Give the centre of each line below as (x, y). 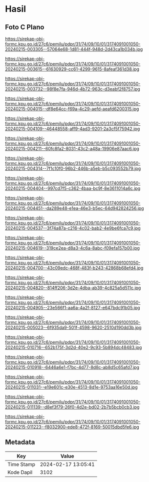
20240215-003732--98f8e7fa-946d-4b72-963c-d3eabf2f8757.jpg (73, 89)
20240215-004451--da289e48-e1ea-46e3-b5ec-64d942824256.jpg (74, 208)
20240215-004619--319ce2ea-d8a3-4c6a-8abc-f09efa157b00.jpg (73, 248)
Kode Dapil (20, 472)
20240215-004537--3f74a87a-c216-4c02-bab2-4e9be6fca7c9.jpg (73, 228)
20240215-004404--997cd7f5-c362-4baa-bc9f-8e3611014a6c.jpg (73, 188)
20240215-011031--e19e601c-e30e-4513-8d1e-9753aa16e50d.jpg (71, 387)
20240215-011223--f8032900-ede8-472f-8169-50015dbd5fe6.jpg (72, 427)
